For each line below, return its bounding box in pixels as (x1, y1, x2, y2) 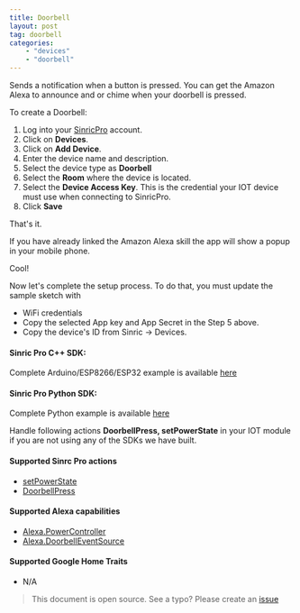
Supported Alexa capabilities (9, 506, 121, 517)
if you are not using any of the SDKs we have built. (9, 435, 197, 446)
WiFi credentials (22, 307, 83, 318)
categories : (9, 38, 54, 48)
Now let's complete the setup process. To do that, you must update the (9, 280, 273, 291)
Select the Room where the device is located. (22, 172, 192, 183)
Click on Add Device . (22, 143, 102, 154)
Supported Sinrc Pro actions (9, 456, 117, 466)
